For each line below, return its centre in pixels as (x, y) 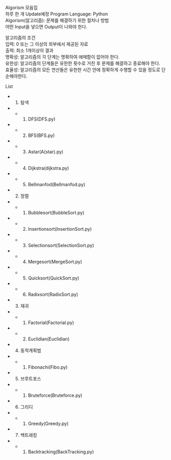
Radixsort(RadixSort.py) (53, 294)
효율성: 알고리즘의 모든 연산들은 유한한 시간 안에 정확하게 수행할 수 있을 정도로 (83, 70)
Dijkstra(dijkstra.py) (48, 168)
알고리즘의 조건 (20, 38)
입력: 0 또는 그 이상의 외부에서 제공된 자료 (47, 44)
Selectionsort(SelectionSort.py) (61, 245)
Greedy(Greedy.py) (48, 424)
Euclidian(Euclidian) (49, 339)
